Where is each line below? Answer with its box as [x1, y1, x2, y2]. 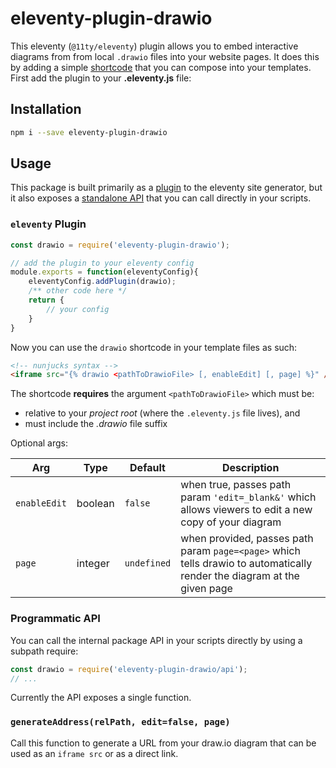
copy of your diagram [180, 515, 282, 529]
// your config [46, 304, 110, 314]
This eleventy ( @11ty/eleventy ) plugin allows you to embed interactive [10, 40, 299, 52]
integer [76, 557, 110, 571]
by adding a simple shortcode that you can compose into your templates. [10, 61, 312, 73]
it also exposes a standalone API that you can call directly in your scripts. [10, 192, 312, 204]
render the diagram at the [180, 569, 300, 583]
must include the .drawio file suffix [24, 418, 168, 430]
